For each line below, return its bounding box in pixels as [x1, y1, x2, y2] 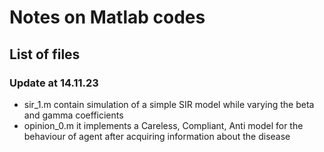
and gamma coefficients [23, 109, 124, 121]
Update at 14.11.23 [9, 76, 99, 90]
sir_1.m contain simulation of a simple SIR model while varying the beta [23, 98, 315, 110]
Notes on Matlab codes [9, 6, 206, 29]
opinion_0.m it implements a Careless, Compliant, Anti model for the [23, 119, 304, 131]
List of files [9, 46, 81, 63]
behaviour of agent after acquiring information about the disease [23, 130, 291, 142]
